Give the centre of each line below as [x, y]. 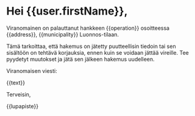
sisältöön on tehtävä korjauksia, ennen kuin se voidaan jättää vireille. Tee [97, 52]
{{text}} [16, 83]
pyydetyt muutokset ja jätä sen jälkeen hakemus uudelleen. [80, 59]
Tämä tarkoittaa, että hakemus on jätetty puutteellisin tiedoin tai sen [91, 46]
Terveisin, [19, 94]
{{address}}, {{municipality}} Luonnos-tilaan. [63, 34]
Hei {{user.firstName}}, [67, 11]
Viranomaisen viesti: [32, 70]
